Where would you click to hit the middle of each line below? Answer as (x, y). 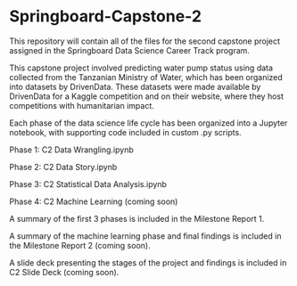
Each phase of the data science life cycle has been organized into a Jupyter (148, 123)
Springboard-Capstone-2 (106, 16)
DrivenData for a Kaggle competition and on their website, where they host (146, 96)
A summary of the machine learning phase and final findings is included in (145, 236)
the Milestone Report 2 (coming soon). (80, 245)
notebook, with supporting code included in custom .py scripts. (126, 132)
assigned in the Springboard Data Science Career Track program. (129, 50)
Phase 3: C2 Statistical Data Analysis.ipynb (88, 184)
